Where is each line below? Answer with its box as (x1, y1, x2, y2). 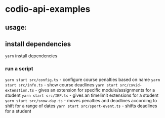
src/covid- (120, 82, 142, 87)
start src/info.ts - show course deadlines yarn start (5, 81, 118, 87)
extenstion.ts (5, 88, 35, 93)
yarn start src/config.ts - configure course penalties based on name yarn (5, 77, 161, 82)
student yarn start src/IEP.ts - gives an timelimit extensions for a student (5, 92, 159, 98)
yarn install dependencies (5, 53, 58, 59)
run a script (5, 65, 34, 72)
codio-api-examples (5, 3, 90, 15)
